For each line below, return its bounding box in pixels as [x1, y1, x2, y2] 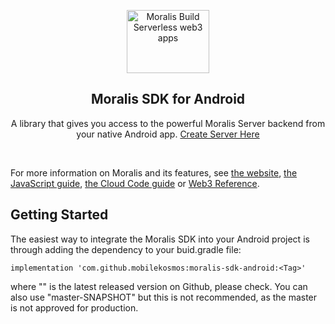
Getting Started [10, 206, 109, 224]
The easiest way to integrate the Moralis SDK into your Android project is [10, 233, 310, 245]
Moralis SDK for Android [90, 91, 246, 108]
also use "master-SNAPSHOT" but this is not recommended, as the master [10, 291, 318, 303]
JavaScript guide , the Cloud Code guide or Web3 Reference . [10, 177, 260, 189]
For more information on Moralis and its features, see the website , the [10, 166, 298, 179]
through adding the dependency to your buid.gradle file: [10, 243, 242, 255]
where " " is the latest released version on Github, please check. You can [10, 280, 308, 292]
